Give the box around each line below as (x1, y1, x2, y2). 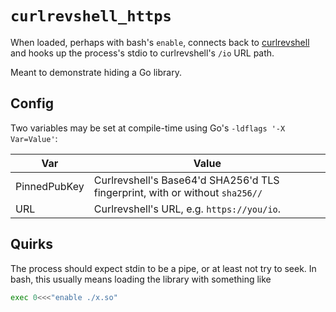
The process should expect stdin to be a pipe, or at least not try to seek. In (10, 262, 317, 274)
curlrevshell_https (10, 7, 172, 26)
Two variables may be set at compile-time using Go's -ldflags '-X (10, 122, 286, 134)
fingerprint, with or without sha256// (93, 185, 263, 199)
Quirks (10, 236, 53, 253)
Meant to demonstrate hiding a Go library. (10, 66, 182, 78)
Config (10, 95, 54, 112)
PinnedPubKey (15, 179, 85, 193)
